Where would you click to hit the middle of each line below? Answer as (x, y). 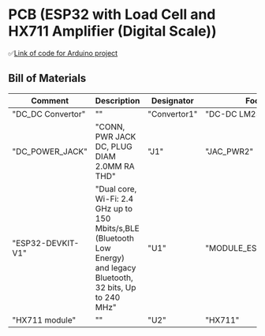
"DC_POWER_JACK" (50, 151)
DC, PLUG (114, 146)
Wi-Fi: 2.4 (114, 199)
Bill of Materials (47, 78)
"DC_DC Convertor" (49, 114)
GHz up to (114, 208)
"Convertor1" (172, 114)
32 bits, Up (116, 287)
